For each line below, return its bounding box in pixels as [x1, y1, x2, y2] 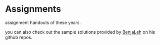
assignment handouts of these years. [5, 20, 81, 25]
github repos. [5, 34, 33, 40]
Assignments [5, 3, 61, 15]
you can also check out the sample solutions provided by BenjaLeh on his [5, 29, 155, 35]
